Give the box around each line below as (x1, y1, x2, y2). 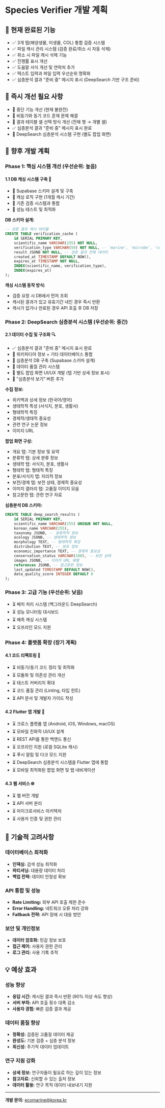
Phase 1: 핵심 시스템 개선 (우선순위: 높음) (5, 163, 97, 170)
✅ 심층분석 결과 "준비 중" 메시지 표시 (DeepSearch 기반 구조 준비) (12, 77, 140, 82)
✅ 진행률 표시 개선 (12, 58, 48, 64)
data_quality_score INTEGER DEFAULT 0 (14, 572, 93, 577)
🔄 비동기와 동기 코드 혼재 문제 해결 (12, 112, 78, 118)
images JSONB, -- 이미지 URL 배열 (14, 558, 80, 563)
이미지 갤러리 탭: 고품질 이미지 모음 (12, 486, 80, 492)
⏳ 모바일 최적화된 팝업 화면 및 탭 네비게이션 (12, 767, 96, 773)
